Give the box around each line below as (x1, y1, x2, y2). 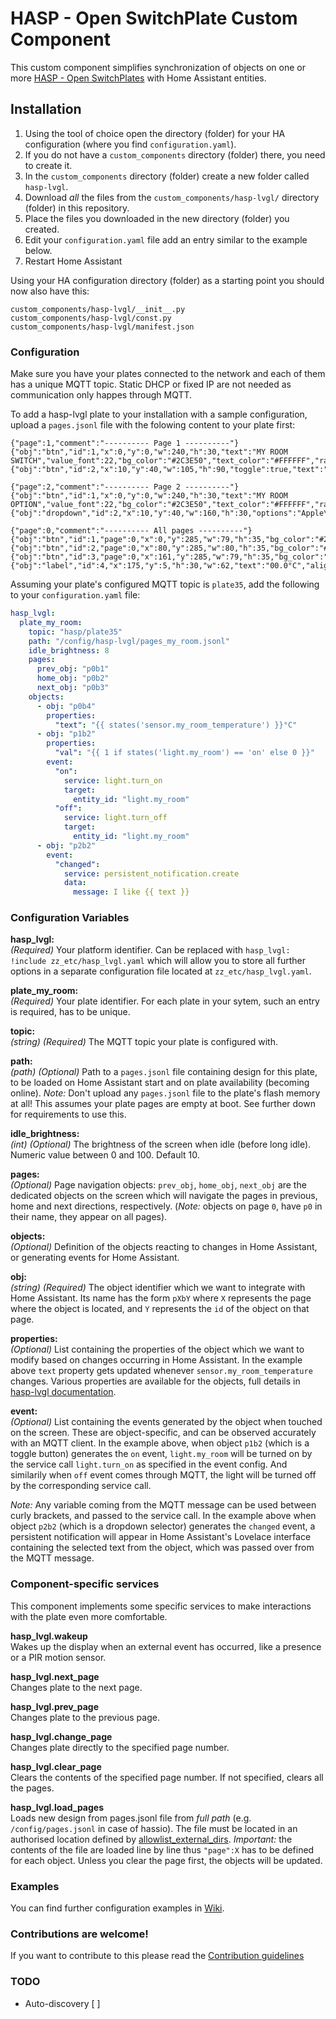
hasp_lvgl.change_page (10, 1730, 113, 1742)
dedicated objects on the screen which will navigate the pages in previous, (10, 1190, 318, 1202)
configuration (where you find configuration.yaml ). (24, 138, 237, 150)
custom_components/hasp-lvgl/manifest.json (10, 322, 195, 332)
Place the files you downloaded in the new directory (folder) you (24, 212, 290, 224)
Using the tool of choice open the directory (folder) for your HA (24, 127, 286, 139)
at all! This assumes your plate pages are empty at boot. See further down (10, 1098, 316, 1110)
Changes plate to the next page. (10, 1681, 143, 1693)
